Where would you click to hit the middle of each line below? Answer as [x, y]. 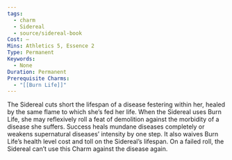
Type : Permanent [31, 53]
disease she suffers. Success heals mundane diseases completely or [106, 127]
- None [23, 65]
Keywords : [22, 59]
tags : [15, 14]
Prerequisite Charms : [39, 78]
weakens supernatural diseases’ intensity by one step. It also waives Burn [113, 134]
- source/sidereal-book [48, 33]
